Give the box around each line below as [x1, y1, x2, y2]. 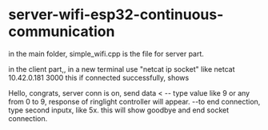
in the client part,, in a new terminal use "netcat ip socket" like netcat [8, 64, 235, 73]
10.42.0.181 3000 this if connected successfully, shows [8, 73, 190, 82]
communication [8, 22, 115, 41]
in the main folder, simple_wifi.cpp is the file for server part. [8, 49, 204, 58]
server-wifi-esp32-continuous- [8, 6, 224, 24]
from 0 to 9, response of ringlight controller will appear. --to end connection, [8, 97, 261, 106]
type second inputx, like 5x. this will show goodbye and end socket [8, 105, 230, 115]
